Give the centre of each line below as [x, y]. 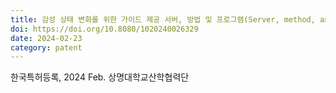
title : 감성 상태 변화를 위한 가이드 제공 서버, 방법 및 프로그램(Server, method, [163, 19]
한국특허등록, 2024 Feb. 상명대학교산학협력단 [100, 77]
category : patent [46, 47]
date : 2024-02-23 [46, 38]
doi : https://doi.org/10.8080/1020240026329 [104, 29]
